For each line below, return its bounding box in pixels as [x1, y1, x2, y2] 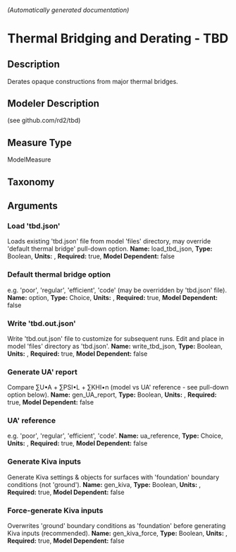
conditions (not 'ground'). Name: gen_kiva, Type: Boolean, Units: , [7, 480, 201, 488]
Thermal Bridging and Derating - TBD [7, 30, 229, 46]
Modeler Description [7, 97, 100, 109]
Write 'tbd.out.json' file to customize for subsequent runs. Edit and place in [7, 334, 225, 342]
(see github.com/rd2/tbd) [7, 116, 81, 125]
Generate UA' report [7, 367, 77, 377]
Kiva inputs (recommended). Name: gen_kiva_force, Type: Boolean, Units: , [7, 529, 228, 538]
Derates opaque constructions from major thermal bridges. [7, 77, 178, 85]
